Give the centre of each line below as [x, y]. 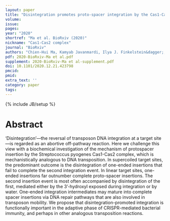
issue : [12, 24]
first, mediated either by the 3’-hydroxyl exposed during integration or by [81, 187]
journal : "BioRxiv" [26, 47]
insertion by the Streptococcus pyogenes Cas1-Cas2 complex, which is [80, 154]
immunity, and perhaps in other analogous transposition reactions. [74, 213]
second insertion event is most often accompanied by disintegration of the [83, 181]
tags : [11, 90]
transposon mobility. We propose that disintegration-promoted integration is [84, 203]
